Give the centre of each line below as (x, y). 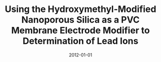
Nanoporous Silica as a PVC (80, 20)
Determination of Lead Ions (80, 41)
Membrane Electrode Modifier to (80, 30)
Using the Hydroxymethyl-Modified (80, 9)
